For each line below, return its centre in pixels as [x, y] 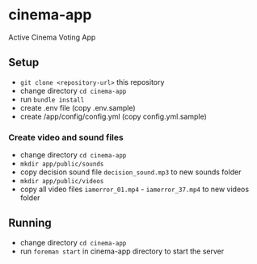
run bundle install [52, 99]
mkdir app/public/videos [62, 182]
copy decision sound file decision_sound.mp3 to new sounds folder [131, 172]
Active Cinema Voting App [52, 37]
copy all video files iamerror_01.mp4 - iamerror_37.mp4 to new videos [134, 189]
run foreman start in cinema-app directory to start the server [122, 251]
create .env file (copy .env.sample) [78, 107]
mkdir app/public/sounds [62, 164]
